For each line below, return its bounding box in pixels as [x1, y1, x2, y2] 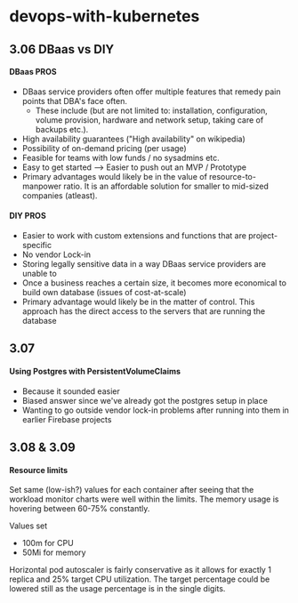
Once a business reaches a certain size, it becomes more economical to [21, 277, 287, 288]
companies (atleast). [21, 189, 98, 201]
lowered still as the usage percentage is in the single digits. [9, 583, 226, 594]
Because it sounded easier [21, 385, 120, 397]
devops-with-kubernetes [9, 6, 200, 27]
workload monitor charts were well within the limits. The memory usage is [9, 494, 279, 504]
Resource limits [9, 464, 68, 475]
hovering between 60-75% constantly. [9, 503, 150, 514]
